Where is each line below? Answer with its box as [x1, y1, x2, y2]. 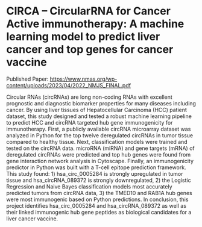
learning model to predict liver [6, 30, 160, 43]
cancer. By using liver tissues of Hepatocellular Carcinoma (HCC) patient [6, 106, 187, 113]
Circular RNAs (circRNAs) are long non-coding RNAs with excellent [6, 93, 173, 101]
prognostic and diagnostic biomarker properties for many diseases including [6, 99, 196, 107]
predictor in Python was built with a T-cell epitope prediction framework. [6, 164, 186, 171]
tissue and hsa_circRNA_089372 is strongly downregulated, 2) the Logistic [6, 176, 191, 184]
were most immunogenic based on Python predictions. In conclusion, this [6, 196, 189, 203]
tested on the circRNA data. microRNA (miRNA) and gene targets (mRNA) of [6, 145, 195, 152]
